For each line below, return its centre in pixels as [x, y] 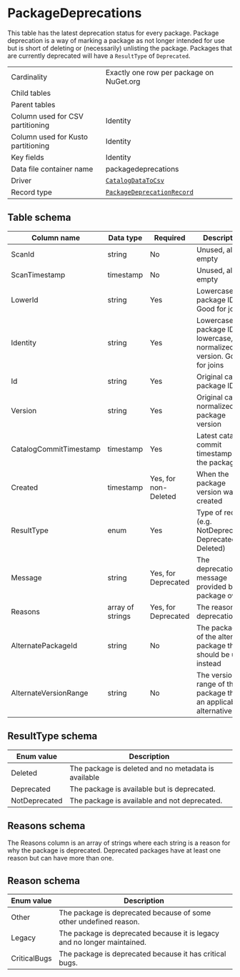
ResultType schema [52, 737]
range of [210, 684]
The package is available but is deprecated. [142, 789]
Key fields [27, 157]
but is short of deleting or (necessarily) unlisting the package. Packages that [120, 48]
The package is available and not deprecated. [146, 800]
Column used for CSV [47, 116]
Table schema [39, 218]
